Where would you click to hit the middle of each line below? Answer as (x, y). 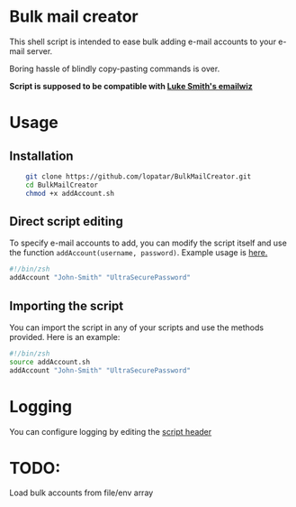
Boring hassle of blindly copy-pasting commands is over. (115, 69)
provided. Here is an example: (65, 336)
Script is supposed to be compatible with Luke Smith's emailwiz (131, 86)
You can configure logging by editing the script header (111, 431)
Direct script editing (66, 221)
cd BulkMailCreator (62, 185)
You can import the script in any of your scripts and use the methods (136, 327)
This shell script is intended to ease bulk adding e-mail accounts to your (143, 41)
